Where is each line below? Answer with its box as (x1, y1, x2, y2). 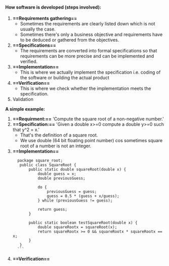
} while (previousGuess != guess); (37, 198, 113, 203)
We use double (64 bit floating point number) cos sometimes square (20, 138, 163, 144)
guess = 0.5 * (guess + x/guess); (47, 193, 120, 199)
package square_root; (17, 158, 63, 163)
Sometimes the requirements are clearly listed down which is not (20, 21, 155, 27)
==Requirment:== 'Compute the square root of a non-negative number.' (12, 116, 164, 122)
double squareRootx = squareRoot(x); (37, 225, 117, 230)
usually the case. (20, 26, 56, 32)
